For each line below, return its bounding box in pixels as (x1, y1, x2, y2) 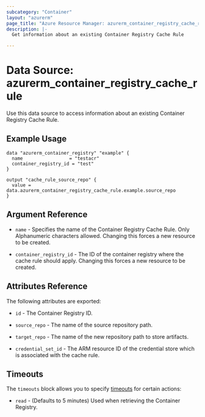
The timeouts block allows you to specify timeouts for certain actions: (6, 385, 182, 393)
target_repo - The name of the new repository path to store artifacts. (15, 333, 189, 340)
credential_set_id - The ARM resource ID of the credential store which (15, 345, 195, 352)
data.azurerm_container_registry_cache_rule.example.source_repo (6, 187, 176, 193)
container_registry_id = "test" (12, 160, 95, 167)
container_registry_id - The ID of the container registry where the (15, 250, 184, 257)
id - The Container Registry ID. (15, 309, 93, 317)
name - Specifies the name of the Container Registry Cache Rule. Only (15, 226, 190, 233)
